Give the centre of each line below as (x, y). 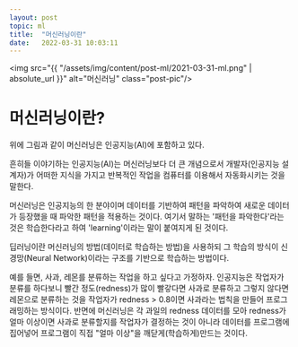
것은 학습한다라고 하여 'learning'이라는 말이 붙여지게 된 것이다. (119, 228)
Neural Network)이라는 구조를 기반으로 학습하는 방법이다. (128, 258)
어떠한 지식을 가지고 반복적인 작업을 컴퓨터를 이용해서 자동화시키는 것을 (160, 175)
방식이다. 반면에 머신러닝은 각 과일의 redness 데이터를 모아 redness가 (163, 311)
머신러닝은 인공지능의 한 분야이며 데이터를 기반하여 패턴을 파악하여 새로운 (138, 205)
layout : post (34, 17)
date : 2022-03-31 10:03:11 (64, 43)
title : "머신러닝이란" (48, 34)
